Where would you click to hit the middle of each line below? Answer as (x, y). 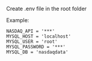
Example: (18, 20)
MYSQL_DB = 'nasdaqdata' (37, 52)
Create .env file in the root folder (47, 9)
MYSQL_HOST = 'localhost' (38, 36)
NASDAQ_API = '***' (31, 31)
